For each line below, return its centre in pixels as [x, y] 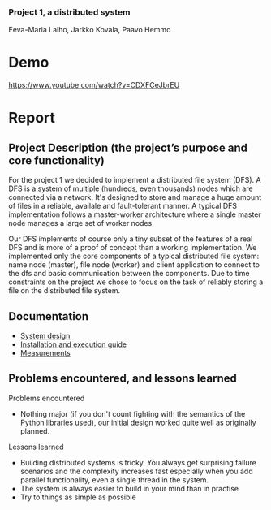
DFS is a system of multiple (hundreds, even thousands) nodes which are [131, 188]
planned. [35, 431]
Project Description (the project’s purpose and [128, 147]
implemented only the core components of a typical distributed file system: [134, 256]
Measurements [45, 353]
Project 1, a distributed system [69, 12]
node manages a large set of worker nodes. [81, 223]
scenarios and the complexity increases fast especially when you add [136, 471]
